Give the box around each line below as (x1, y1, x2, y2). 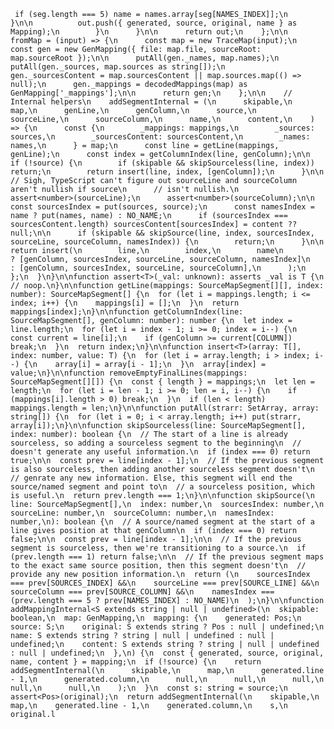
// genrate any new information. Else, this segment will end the (10, 473, 293, 483)
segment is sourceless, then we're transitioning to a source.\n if (10, 543, 307, 553)
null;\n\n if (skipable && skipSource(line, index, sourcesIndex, (10, 228, 315, 238)
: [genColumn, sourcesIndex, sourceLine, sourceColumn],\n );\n (10, 263, 307, 273)
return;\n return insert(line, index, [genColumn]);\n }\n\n (10, 167, 325, 177)
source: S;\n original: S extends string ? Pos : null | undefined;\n (10, 622, 325, 632)
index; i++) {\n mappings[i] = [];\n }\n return (10, 298, 240, 308)
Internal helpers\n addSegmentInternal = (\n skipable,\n (10, 97, 293, 107)
